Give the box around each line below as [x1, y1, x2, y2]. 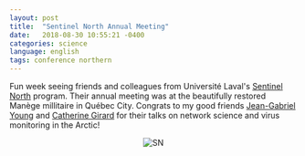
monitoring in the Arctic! [9, 120, 100, 130]
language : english [9, 47, 79, 57]
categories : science [9, 38, 89, 48]
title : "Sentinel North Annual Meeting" [9, 22, 170, 31]
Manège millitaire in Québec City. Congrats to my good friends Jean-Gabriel [9, 100, 296, 110]
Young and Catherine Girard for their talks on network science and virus [9, 110, 280, 120]
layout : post [9, 13, 59, 23]
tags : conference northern [9, 56, 112, 65]
